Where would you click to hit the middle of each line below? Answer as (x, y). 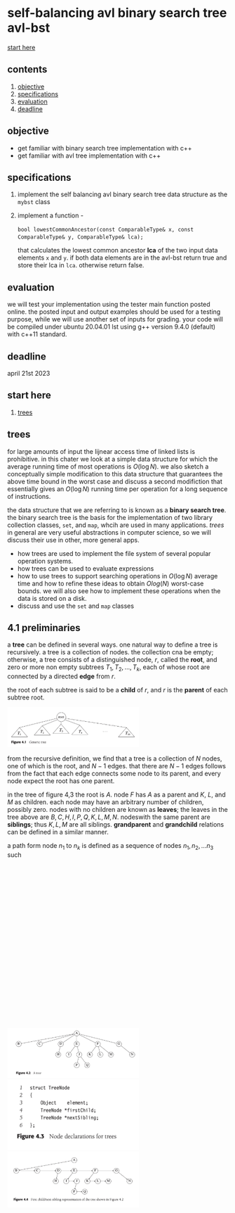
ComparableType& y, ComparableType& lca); (80, 237)
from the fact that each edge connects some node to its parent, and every (114, 774)
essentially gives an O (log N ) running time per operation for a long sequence (117, 489)
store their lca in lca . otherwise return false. (81, 265)
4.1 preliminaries (44, 628)
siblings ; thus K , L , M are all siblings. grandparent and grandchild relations (116, 825)
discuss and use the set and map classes (76, 606)
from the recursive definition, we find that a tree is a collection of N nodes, (115, 758)
